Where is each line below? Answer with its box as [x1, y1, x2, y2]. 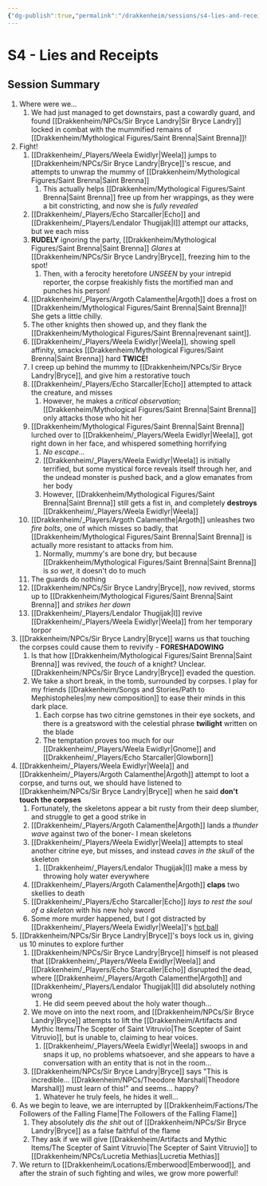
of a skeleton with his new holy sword [30, 905, 155, 914]
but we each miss [30, 226, 89, 236]
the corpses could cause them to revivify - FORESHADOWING [18, 642, 225, 652]
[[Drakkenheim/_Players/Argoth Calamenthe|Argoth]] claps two [30, 879, 240, 889]
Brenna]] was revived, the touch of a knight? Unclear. [30, 659, 206, 668]
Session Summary [7, 77, 100, 92]
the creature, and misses [30, 387, 113, 397]
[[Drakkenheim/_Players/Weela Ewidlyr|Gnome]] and [42, 744, 216, 753]
